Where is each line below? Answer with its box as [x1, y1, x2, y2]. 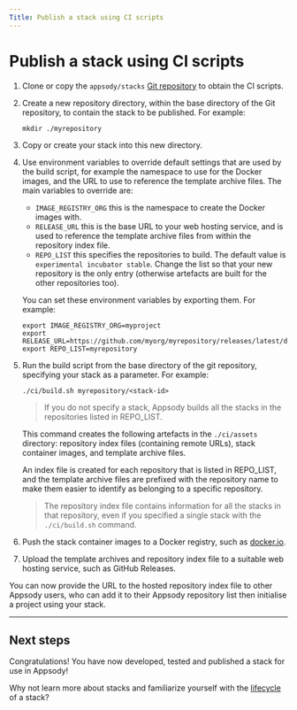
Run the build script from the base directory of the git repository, [21, 359, 258, 370]
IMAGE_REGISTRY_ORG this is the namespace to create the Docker [34, 202, 266, 212]
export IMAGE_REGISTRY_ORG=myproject [21, 320, 162, 330]
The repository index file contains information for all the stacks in [43, 500, 281, 511]
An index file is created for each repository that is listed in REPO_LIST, [21, 464, 277, 475]
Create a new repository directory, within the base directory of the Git [21, 97, 276, 108]
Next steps [9, 632, 71, 647]
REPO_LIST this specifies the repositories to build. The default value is [34, 249, 286, 259]
